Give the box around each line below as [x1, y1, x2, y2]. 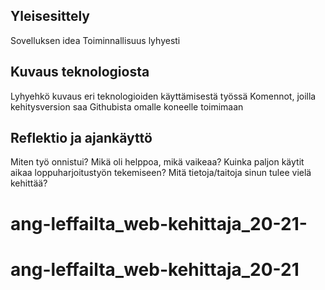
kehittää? [10, 177, 48, 189]
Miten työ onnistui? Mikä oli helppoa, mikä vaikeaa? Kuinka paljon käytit [10, 156, 305, 168]
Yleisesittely [10, 8, 90, 25]
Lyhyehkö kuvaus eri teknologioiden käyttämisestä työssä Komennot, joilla [10, 90, 317, 102]
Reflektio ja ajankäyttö [10, 130, 153, 147]
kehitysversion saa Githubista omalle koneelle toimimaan [10, 100, 244, 113]
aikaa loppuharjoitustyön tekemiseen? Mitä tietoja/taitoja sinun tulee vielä [10, 167, 312, 179]
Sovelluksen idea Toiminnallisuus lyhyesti [10, 34, 181, 46]
